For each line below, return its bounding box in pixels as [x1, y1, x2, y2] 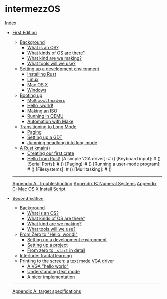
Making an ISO [27, 108, 58, 114]
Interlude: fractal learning [19, 252, 72, 258]
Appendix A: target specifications [12, 288, 81, 294]
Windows [27, 87, 47, 93]
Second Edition [12, 195, 44, 201]
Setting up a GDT [27, 134, 63, 140]
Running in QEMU [27, 113, 64, 119]
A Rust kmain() [19, 145, 51, 151]
